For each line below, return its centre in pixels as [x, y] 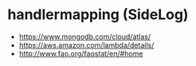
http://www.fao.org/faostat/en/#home [81, 53]
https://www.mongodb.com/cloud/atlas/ [85, 37]
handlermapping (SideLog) [98, 15]
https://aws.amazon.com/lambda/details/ [86, 45]
